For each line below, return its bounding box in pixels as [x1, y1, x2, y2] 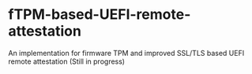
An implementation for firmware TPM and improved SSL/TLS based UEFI [8, 48, 245, 57]
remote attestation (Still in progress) [8, 57, 125, 66]
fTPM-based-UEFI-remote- [8, 6, 191, 24]
